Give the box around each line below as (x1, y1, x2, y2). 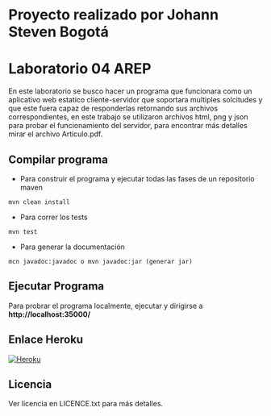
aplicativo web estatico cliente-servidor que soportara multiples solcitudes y (8, 95, 263, 105)
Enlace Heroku (8, 333, 83, 347)
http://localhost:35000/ (8, 309, 91, 319)
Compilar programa (8, 152, 109, 166)
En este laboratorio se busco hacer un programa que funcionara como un (8, 86, 252, 96)
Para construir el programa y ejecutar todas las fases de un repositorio (19, 173, 256, 183)
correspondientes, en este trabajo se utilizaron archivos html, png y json (8, 112, 248, 122)
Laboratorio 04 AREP (8, 60, 152, 78)
